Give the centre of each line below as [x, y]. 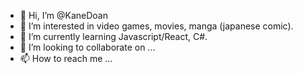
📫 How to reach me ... [66, 58]
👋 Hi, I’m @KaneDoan [63, 15]
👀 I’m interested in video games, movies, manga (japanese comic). [156, 26]
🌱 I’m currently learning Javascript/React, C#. [113, 36]
